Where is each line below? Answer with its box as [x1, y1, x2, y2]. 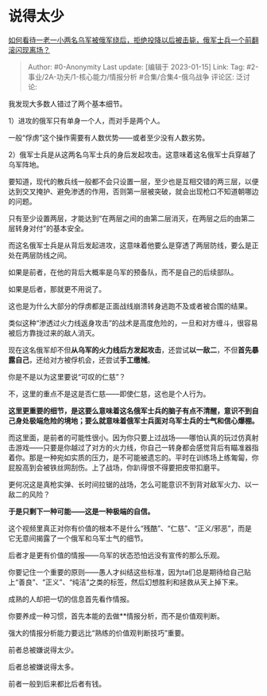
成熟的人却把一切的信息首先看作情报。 [8, 594, 133, 604]
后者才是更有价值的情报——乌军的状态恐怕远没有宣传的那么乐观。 [8, 550, 224, 560]
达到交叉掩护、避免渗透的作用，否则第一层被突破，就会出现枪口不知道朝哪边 [8, 187, 259, 196]
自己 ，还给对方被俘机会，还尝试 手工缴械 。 [14, 355, 155, 364]
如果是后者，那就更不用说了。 [8, 284, 106, 293]
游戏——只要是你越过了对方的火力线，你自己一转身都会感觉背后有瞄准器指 [14, 442, 259, 452]
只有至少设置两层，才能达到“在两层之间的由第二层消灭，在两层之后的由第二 [8, 213, 256, 223]
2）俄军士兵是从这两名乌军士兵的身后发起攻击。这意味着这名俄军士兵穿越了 [8, 149, 257, 159]
